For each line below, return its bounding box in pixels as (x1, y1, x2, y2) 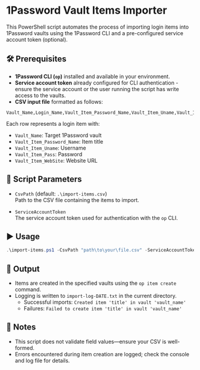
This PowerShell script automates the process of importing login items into (6, 23, 189, 30)
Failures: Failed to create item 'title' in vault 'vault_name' (23, 305, 183, 312)
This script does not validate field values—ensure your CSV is (14, 338, 167, 345)
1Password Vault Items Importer (6, 4, 167, 17)
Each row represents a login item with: (6, 120, 100, 127)
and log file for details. (14, 357, 70, 364)
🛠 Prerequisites (6, 54, 67, 64)
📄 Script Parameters (6, 174, 82, 185)
